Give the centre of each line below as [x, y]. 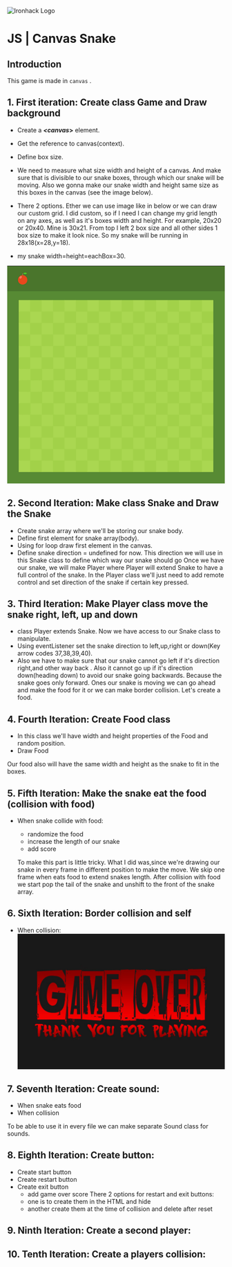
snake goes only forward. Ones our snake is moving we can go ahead [116, 683]
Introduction [35, 64]
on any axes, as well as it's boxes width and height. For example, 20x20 [119, 220]
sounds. [19, 1133]
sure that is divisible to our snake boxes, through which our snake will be [120, 177]
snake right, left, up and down [72, 615]
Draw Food [33, 751]
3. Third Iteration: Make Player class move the [108, 604]
